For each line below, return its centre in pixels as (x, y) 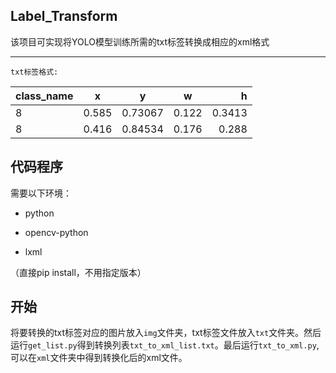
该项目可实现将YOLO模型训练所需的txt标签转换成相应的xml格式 (140, 41)
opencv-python (56, 232)
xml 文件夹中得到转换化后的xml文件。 (112, 358)
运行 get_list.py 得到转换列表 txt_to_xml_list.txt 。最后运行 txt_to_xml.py (163, 345)
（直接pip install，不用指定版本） (78, 272)
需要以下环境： (41, 193)
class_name (44, 96)
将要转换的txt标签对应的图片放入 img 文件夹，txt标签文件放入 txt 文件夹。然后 (166, 333)
